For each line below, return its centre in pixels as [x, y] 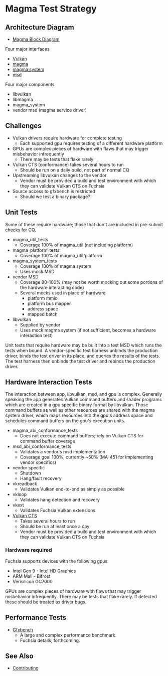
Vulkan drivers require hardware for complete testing [67, 138]
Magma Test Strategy [51, 9]
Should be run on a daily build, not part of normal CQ [74, 170]
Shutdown [31, 473]
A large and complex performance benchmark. [68, 635]
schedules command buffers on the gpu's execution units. [65, 421]
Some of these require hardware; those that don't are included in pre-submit [84, 224]
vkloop [20, 494]
